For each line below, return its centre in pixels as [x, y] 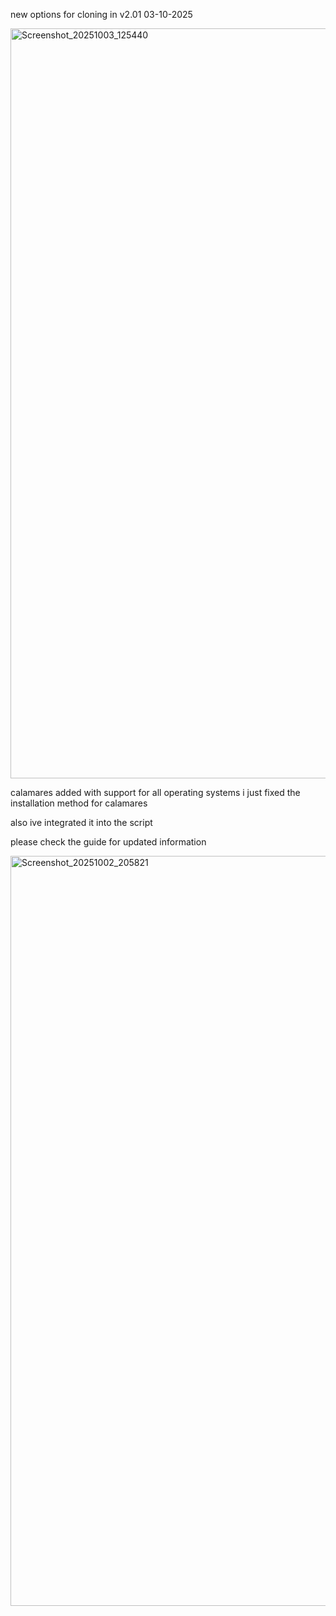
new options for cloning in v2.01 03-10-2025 [101, 14]
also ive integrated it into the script [81, 822]
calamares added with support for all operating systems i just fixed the [155, 792]
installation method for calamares [79, 803]
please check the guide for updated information [108, 842]
